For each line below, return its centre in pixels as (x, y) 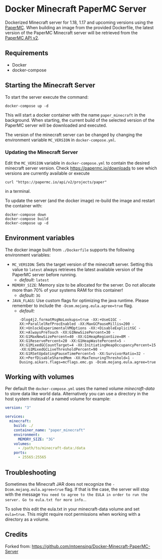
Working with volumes (40, 377)
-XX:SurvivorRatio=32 (119, 354)
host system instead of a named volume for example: (58, 399)
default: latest (34, 280)
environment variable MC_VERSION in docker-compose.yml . (60, 140)
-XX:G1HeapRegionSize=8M (101, 337)
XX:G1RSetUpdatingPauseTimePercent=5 (57, 354)
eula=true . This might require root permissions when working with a (73, 514)
